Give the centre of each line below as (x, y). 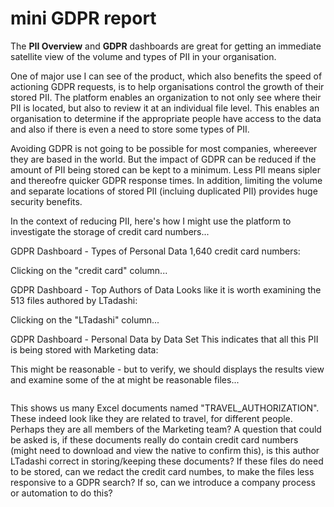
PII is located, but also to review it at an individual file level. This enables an (165, 108)
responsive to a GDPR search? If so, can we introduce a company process (163, 482)
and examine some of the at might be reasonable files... (125, 379)
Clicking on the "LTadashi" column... (85, 319)
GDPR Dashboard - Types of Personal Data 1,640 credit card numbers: (155, 251)
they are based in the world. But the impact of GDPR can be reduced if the (163, 159)
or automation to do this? (61, 493)
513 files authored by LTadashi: (74, 300)
